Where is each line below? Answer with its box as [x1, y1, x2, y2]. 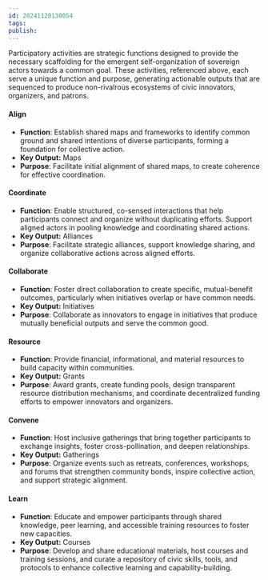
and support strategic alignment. [19, 475, 128, 485]
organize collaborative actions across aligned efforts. [19, 248, 196, 258]
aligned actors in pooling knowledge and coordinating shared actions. [19, 222, 250, 232]
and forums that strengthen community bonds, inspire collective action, [19, 467, 256, 477]
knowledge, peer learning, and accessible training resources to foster [19, 520, 250, 530]
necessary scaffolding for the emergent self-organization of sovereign [8, 57, 240, 66]
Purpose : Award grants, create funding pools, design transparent [19, 380, 235, 390]
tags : [8, 19, 26, 27]
